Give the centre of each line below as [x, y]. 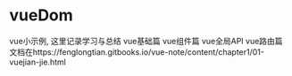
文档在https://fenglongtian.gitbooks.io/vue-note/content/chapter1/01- [137, 52]
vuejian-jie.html [38, 62]
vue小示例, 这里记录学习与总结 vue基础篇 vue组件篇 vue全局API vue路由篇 [146, 41]
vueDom [41, 15]
